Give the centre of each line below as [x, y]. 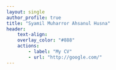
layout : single [26, 12]
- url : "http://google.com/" [65, 57]
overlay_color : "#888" [46, 40]
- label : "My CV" [50, 52]
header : [16, 29]
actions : [28, 46]
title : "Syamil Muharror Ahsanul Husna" [59, 23]
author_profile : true [34, 18]
